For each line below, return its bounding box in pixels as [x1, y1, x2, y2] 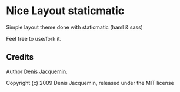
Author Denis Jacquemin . [6, 68, 68, 75]
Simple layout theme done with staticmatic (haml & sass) [6, 24, 143, 31]
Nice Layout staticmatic [6, 4, 125, 18]
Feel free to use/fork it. [6, 35, 62, 42]
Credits [6, 52, 34, 63]
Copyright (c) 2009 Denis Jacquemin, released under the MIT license [6, 79, 175, 86]
